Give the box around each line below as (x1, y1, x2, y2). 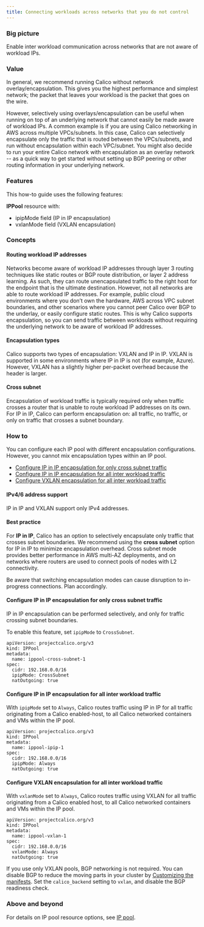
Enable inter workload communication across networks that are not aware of (6, 43, 199, 50)
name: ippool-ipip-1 (12, 745, 64, 751)
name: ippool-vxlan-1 (12, 833, 67, 839)
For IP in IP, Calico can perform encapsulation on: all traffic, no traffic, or (6, 410, 188, 417)
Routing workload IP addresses (6, 251, 87, 258)
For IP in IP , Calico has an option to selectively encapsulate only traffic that (6, 531, 194, 539)
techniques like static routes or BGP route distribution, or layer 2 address (6, 271, 189, 278)
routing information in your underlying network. (6, 162, 125, 169)
